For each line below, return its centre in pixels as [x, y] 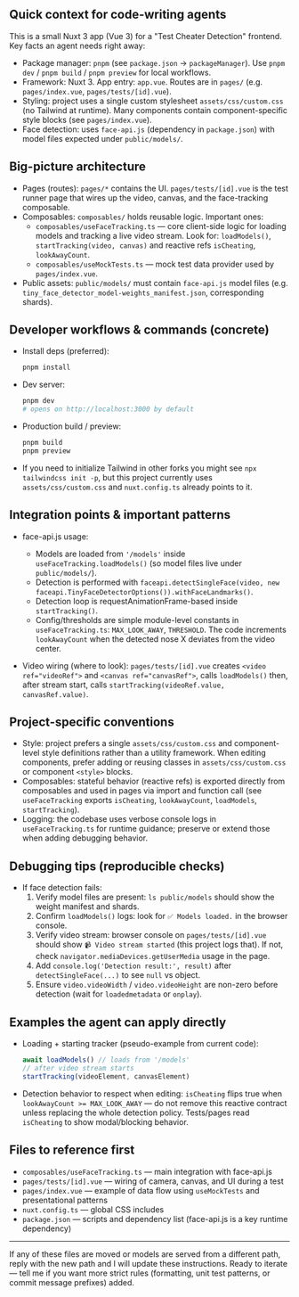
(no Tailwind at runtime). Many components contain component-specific [154, 110]
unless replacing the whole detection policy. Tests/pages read [136, 1112]
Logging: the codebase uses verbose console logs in [119, 819]
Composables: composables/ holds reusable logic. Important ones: [143, 217]
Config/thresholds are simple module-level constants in [137, 620]
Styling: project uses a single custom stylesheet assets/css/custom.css [153, 101]
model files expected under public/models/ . [103, 138]
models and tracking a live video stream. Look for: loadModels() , [153, 235]
